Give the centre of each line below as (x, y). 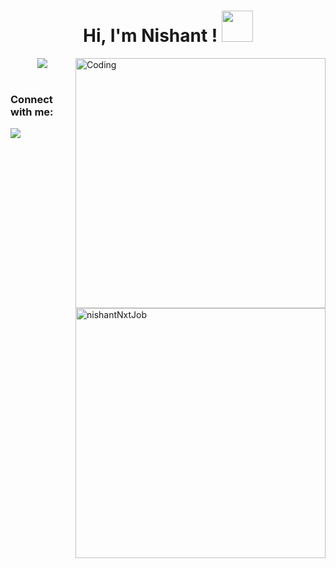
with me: (32, 112)
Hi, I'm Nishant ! (150, 36)
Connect (31, 99)
